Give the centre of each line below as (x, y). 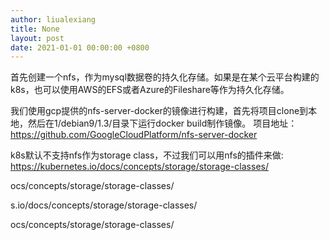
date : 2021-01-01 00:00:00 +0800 (80, 47)
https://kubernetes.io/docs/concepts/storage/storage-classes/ (139, 167)
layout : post (37, 38)
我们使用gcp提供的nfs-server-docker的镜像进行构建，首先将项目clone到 (159, 111)
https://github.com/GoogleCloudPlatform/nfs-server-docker (134, 135)
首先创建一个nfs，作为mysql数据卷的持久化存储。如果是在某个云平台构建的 (165, 77)
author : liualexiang (53, 19)
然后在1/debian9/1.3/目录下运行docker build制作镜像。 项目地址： (162, 123)
